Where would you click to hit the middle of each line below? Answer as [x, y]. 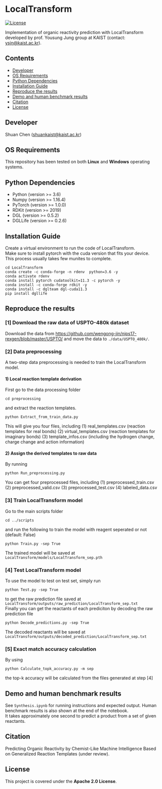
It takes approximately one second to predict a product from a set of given [81, 716]
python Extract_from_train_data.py [42, 417]
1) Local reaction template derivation [43, 379]
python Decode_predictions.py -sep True [47, 623]
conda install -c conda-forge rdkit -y [46, 285]
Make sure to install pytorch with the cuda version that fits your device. [77, 253]
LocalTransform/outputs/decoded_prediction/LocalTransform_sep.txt [76, 636]
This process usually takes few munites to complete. [59, 258]
